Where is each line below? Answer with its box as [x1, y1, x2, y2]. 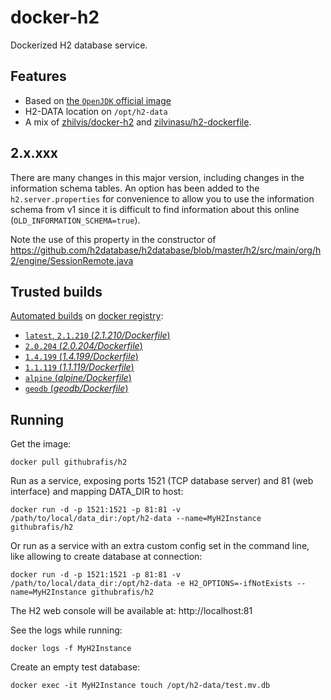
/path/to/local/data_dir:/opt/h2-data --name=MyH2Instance [10, 514, 262, 524]
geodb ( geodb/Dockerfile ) [24, 382, 129, 395]
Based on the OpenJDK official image [24, 94, 172, 106]
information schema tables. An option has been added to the [10, 182, 260, 194]
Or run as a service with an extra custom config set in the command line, [10, 540, 310, 552]
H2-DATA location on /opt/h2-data [24, 105, 168, 117]
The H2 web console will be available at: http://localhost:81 [10, 605, 253, 617]
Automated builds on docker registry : [10, 310, 164, 322]
